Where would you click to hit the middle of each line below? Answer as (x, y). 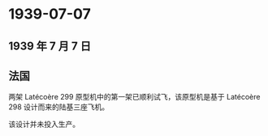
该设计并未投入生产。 (44, 124)
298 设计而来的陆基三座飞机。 (59, 107)
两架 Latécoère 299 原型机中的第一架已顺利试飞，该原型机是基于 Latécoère (134, 97)
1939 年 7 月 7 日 (50, 46)
